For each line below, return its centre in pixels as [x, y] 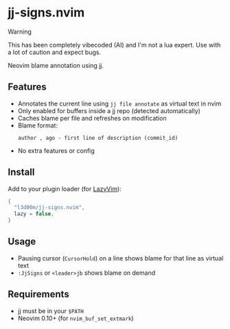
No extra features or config [56, 150]
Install [21, 172]
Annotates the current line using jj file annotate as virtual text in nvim [119, 103]
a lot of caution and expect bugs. [55, 52]
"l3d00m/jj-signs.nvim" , [49, 208]
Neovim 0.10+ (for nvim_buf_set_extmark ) [76, 318]
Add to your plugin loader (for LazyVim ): [65, 188]
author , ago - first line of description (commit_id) [98, 138]
